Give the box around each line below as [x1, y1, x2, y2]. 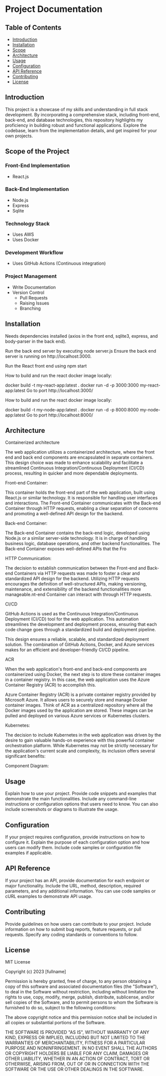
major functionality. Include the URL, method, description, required [5, 882, 141, 888]
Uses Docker [12, 237, 39, 243]
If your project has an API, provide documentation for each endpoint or [5, 877, 150, 883]
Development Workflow [5, 249, 63, 256]
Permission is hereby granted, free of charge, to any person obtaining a [5, 978, 151, 984]
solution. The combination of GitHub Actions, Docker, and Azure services [5, 642, 155, 648]
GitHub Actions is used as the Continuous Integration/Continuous [5, 611, 139, 617]
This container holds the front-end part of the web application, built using [5, 489, 155, 495]
